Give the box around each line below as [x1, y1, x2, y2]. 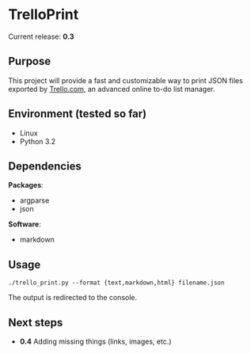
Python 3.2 [19, 136, 56, 146]
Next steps [8, 315, 63, 329]
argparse [19, 196, 50, 205]
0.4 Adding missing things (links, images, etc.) [19, 337, 172, 346]
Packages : [8, 181, 44, 190]
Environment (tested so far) [8, 107, 147, 120]
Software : [8, 219, 41, 229]
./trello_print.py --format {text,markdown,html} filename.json [8, 279, 225, 287]
